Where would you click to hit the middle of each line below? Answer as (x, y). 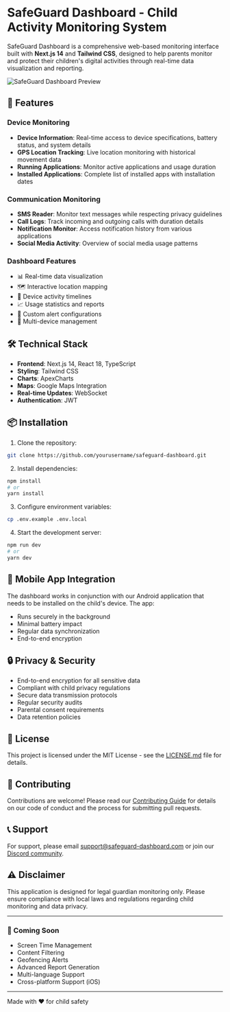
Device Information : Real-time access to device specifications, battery (117, 137)
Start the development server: (59, 533)
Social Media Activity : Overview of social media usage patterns (107, 243)
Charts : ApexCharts (45, 378)
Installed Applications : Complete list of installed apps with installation (116, 174)
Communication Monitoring (54, 199)
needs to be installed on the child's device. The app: (81, 603)
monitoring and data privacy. (48, 906)
